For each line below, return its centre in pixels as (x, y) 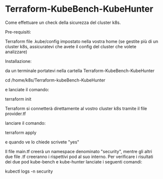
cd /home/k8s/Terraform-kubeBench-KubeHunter (55, 80)
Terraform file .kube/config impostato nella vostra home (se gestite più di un (82, 41)
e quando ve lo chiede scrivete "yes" (42, 142)
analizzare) (16, 52)
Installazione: (18, 61)
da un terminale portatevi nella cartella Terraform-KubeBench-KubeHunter (80, 70)
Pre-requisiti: (18, 32)
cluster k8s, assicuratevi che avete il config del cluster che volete (71, 46)
